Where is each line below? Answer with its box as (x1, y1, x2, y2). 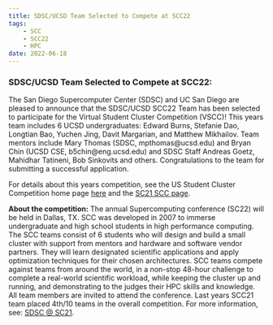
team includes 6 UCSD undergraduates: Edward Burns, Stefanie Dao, (8, 121, 240, 131)
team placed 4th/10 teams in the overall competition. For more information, (8, 299, 258, 309)
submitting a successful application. (8, 164, 129, 174)
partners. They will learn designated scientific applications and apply (8, 247, 240, 257)
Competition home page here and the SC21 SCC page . (8, 188, 191, 198)
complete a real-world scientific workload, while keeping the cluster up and (8, 273, 262, 283)
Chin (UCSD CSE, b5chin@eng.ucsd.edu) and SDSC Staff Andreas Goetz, (8, 147, 255, 157)
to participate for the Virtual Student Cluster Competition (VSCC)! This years (8, 112, 264, 122)
